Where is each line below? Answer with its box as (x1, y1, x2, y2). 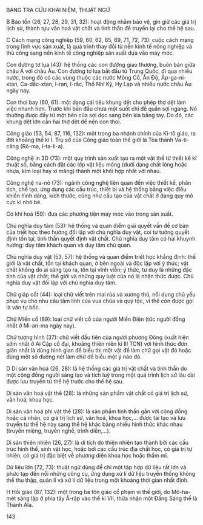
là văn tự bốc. (6, 304, 41, 311)
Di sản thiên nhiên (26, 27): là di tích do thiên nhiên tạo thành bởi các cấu (6, 439, 189, 446)
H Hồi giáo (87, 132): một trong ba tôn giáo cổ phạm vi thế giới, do (6, 489, 171, 495)
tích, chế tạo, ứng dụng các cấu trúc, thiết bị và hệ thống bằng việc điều (6, 186, 187, 193)
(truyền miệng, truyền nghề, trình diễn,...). (6, 427, 111, 434)
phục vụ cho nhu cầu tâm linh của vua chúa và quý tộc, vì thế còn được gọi (6, 297, 194, 304)
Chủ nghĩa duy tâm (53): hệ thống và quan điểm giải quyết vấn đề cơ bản (6, 222, 189, 229)
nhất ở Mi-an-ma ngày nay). (6, 322, 76, 329)
